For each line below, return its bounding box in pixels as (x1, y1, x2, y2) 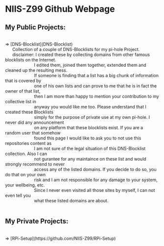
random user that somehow (5, 130, 61, 136)
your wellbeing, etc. (5, 182, 45, 188)
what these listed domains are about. (34, 198, 109, 203)
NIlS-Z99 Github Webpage (5, 3, 115, 15)
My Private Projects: (5, 217, 69, 225)
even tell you (5, 192, 31, 198)
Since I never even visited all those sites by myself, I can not (34, 188, 155, 193)
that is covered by (5, 78, 42, 83)
